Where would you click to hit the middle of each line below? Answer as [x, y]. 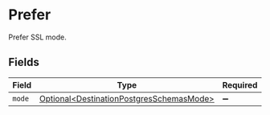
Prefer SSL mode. [37, 37]
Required [240, 84]
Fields [24, 62]
